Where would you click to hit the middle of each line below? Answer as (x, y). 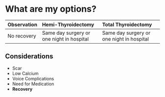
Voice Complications (33, 78)
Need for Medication (33, 84)
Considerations (29, 57)
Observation (23, 24)
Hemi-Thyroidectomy (68, 24)
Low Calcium (25, 73)
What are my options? (51, 9)
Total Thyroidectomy (127, 24)
